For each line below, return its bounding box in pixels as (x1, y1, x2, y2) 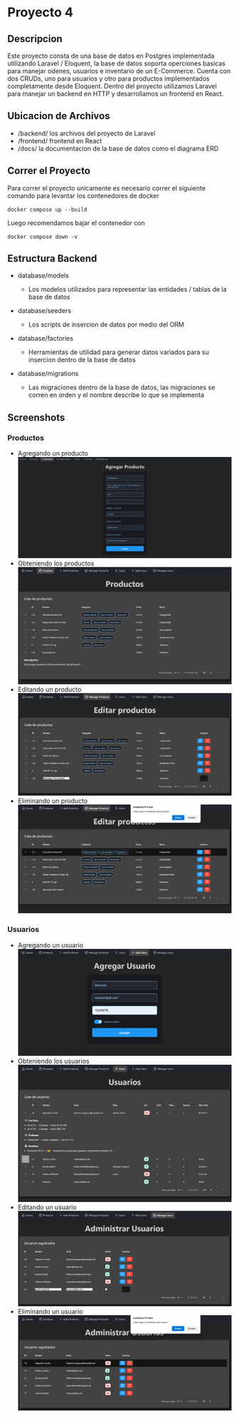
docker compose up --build (7, 206, 87, 213)
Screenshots (7, 411, 65, 423)
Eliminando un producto (17, 796, 88, 805)
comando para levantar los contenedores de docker (7, 191, 160, 200)
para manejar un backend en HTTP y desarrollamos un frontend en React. (7, 90, 224, 98)
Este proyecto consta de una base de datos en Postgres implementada (7, 51, 215, 60)
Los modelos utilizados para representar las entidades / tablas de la (28, 285, 227, 294)
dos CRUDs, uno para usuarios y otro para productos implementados (7, 74, 210, 83)
